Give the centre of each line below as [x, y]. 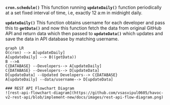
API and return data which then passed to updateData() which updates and [84, 33]
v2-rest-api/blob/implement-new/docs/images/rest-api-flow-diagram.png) [84, 97]
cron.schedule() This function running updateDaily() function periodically [83, 7]
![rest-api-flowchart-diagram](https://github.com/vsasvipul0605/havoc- [84, 93]
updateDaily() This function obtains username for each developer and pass [85, 23]
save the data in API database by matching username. [62, 39]
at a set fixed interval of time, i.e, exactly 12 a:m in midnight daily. [74, 13]
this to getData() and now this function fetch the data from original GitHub [83, 28]
